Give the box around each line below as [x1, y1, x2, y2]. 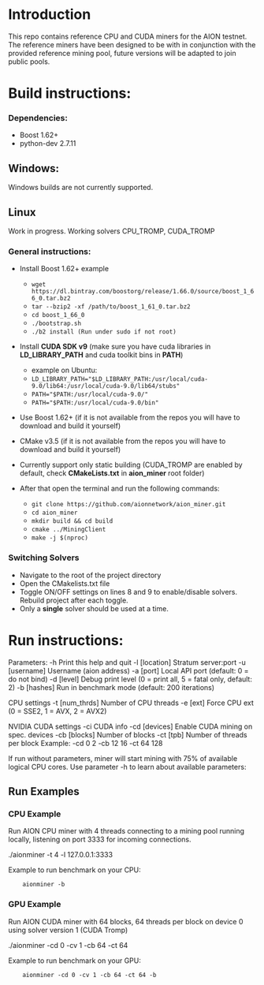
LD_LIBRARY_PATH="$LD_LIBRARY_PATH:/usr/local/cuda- [31, 375, 209, 383]
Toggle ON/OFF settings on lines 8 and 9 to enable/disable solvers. [19, 587, 238, 596]
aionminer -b [22, 881, 65, 889]
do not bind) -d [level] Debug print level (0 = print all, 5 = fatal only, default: [8, 674, 252, 684]
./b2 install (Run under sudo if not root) [31, 328, 177, 336]
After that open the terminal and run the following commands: [19, 483, 220, 494]
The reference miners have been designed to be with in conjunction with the [8, 39, 256, 49]
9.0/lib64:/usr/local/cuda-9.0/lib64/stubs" [31, 382, 180, 390]
